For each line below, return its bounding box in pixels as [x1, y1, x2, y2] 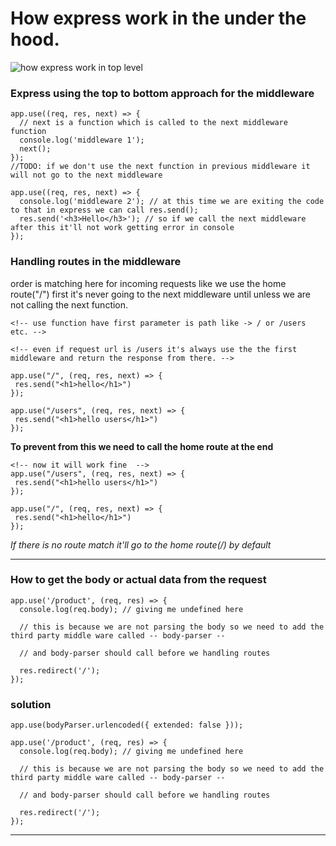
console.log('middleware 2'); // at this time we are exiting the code [19, 197, 325, 207]
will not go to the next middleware [10, 170, 163, 181]
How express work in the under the [10, 7, 307, 30]
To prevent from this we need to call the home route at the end [10, 440, 274, 452]
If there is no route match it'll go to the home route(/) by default [10, 538, 272, 551]
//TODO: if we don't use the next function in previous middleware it [10, 162, 311, 172]
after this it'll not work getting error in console [10, 223, 235, 233]
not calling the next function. [10, 298, 129, 311]
